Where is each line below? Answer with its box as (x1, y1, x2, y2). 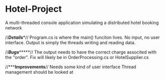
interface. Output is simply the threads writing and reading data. (5, 39, 136, 45)
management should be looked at (5, 69, 73, 75)
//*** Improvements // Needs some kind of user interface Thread (5, 64, 136, 70)
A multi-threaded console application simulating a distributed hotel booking (5, 20, 159, 26)
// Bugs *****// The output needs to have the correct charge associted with (5, 49, 157, 55)
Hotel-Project (5, 3, 62, 15)
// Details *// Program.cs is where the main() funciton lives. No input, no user (5, 34, 160, 40)
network (5, 25, 22, 30)
